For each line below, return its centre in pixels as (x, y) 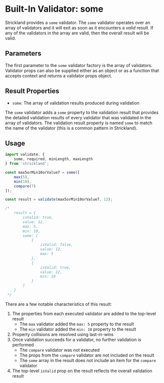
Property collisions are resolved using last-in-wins (63, 334)
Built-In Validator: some (54, 9)
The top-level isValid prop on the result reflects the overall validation (82, 371)
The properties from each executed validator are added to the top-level (84, 314)
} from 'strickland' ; (27, 164)
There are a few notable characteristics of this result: (59, 304)
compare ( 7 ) (25, 186)
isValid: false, (57, 245)
